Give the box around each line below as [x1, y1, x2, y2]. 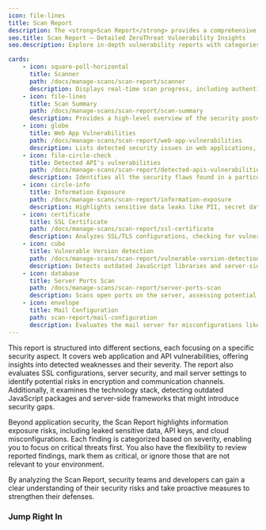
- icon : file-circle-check [22, 152, 112, 159]
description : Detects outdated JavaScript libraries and [28, 262, 222, 270]
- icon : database [22, 269, 80, 278]
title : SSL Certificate [28, 217, 108, 226]
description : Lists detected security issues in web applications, [28, 144, 257, 152]
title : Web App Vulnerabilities [28, 129, 136, 137]
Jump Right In [8, 511, 63, 522]
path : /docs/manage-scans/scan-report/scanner [28, 77, 186, 86]
